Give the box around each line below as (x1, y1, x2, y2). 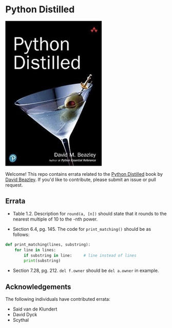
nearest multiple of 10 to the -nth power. (12, 216, 98, 222)
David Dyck (12, 312, 37, 318)
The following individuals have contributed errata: (5, 296, 110, 302)
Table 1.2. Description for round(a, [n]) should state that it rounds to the (12, 210, 167, 216)
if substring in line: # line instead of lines (24, 253, 137, 258)
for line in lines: (14, 247, 56, 252)
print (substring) (24, 258, 61, 263)
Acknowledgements (5, 282, 71, 291)
